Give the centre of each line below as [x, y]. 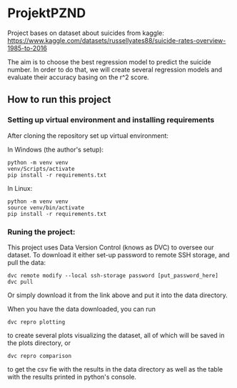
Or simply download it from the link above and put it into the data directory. [118, 295]
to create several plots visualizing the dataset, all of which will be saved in [116, 335]
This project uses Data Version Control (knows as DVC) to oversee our [111, 247]
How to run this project [59, 100]
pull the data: [27, 262]
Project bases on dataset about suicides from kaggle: [86, 33]
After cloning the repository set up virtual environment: [88, 135]
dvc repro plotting [36, 322]
